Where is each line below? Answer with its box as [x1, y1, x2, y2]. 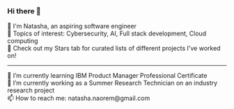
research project [7, 86, 55, 94]
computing [7, 37, 38, 45]
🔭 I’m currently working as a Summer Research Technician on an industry [7, 79, 218, 87]
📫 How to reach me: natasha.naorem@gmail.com [7, 94, 150, 103]
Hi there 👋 [7, 6, 42, 16]
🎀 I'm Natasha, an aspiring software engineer [7, 22, 137, 31]
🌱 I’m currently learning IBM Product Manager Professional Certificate [7, 72, 208, 80]
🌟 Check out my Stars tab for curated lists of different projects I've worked [7, 44, 221, 53]
